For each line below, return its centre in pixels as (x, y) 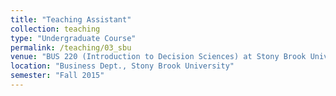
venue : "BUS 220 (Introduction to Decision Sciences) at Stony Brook (158, 57)
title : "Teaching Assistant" (71, 19)
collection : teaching (55, 29)
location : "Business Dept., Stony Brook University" (122, 66)
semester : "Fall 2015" (57, 76)
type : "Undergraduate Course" (73, 38)
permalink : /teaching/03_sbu (71, 47)
